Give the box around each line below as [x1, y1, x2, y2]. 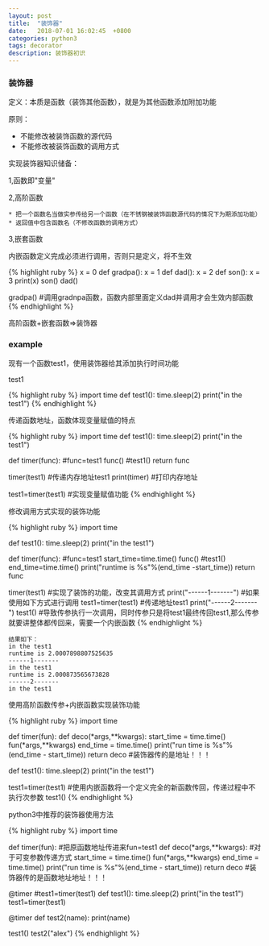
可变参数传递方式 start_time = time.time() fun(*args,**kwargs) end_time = [14, 852, 259, 862]
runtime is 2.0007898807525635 [8, 649, 114, 658]
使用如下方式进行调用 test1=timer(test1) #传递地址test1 [8, 597, 188, 607]
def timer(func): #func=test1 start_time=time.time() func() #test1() [8, 554, 226, 563]
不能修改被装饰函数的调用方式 [19, 142, 119, 151]
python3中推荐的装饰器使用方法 [8, 809, 114, 819]
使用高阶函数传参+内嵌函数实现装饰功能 [8, 699, 141, 709]
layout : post [8, 11, 52, 20]
